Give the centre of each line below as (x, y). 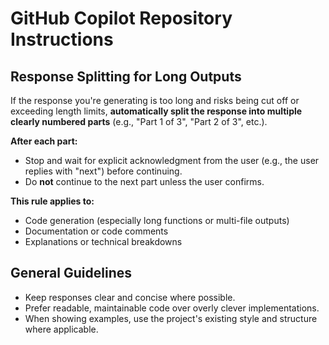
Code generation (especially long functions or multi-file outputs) (157, 220)
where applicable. (61, 329)
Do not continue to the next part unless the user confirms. (144, 181)
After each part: (44, 141)
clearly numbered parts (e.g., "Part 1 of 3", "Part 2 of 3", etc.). (139, 121)
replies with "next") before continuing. (103, 171)
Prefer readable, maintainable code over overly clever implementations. (172, 308)
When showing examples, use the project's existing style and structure (171, 318)
